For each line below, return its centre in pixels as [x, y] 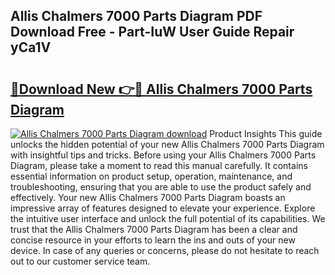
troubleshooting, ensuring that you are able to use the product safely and [161, 187]
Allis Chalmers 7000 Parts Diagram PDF [136, 16]
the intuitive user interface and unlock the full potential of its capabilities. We [168, 218]
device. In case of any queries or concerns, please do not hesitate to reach [165, 250]
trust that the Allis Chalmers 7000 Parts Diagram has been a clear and [154, 229]
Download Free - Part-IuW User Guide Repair [152, 32]
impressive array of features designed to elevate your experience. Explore [163, 208]
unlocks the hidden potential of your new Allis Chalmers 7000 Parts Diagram [167, 144]
